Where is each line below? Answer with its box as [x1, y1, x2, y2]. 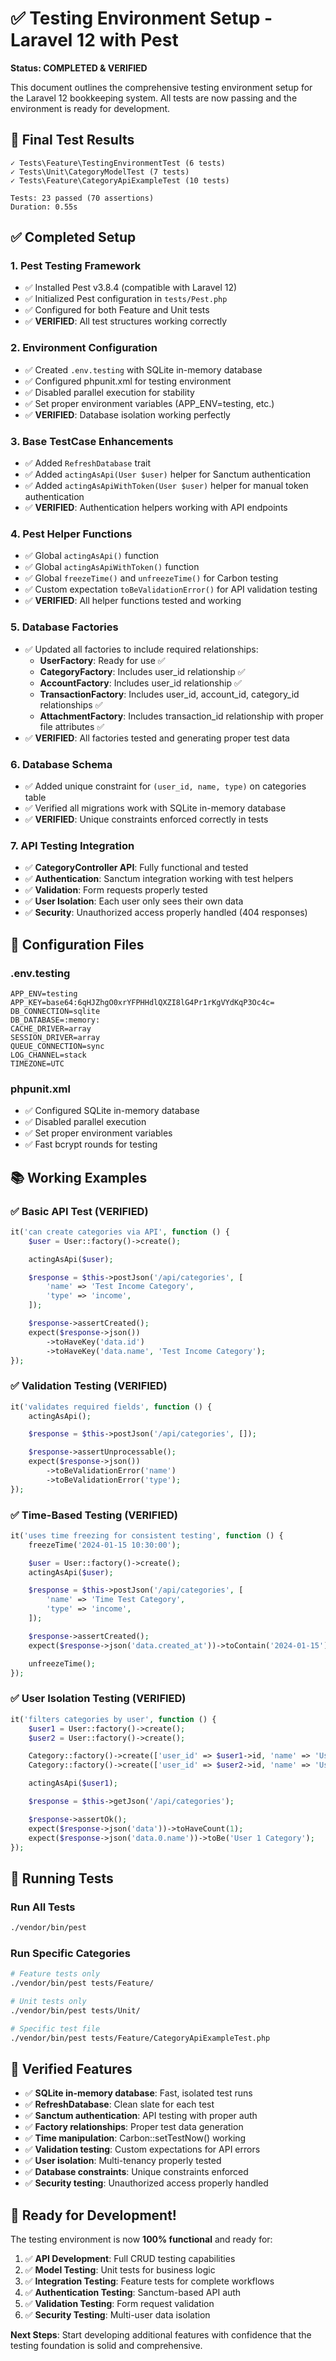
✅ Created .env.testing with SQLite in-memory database [24, 363, 263, 376]
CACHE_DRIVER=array [10, 1023, 92, 1034]
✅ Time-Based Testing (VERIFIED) [10, 1508, 178, 1522]
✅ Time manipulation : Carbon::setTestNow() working [24, 2132, 247, 2144]
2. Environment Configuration [10, 341, 158, 355]
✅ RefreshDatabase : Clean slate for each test [24, 2098, 215, 2111]
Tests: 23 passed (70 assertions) [10, 193, 155, 203]
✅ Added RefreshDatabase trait [24, 457, 152, 469]
